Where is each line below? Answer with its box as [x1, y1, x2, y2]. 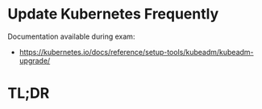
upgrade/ [19, 56, 51, 65]
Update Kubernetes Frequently [7, 5, 219, 23]
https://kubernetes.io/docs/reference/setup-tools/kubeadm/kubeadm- [19, 47, 255, 57]
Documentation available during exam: [7, 31, 135, 41]
